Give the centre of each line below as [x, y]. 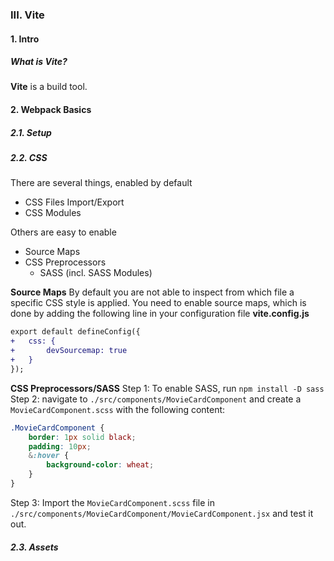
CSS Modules [53, 213]
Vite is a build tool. [49, 87]
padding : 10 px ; [60, 446]
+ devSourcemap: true [69, 351]
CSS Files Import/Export [74, 202]
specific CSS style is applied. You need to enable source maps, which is [158, 303]
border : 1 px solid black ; [82, 437]
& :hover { [49, 456]
